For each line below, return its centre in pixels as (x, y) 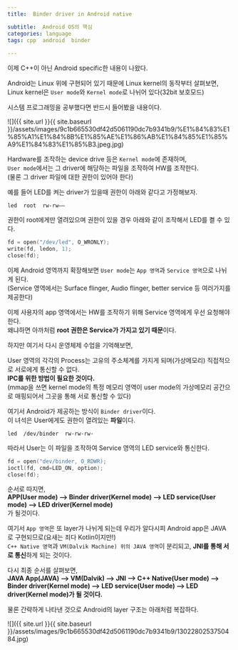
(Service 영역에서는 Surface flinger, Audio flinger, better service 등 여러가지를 (119, 288)
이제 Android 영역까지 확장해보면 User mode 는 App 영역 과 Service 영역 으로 (110, 270)
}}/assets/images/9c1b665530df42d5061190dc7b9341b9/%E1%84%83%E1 (119, 129)
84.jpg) (18, 639)
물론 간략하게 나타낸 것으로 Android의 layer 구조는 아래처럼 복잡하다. (103, 610)
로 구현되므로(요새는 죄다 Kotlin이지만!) (62, 537)
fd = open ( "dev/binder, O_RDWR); (57, 461)
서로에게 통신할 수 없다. (47, 369)
